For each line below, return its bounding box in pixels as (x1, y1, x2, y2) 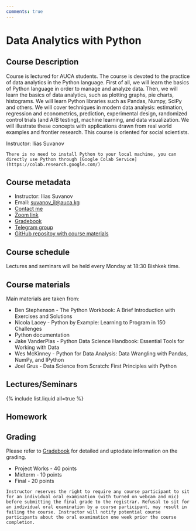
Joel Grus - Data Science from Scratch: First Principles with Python (14, 362, 177, 369)
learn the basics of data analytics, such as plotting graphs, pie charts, (6, 91, 174, 98)
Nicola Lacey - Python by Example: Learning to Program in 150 (14, 319, 166, 326)
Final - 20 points (14, 478, 54, 485)
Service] (116, 156, 137, 162)
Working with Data (14, 344, 60, 351)
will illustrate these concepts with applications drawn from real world (6, 122, 172, 129)
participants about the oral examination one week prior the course (6, 515, 177, 520)
